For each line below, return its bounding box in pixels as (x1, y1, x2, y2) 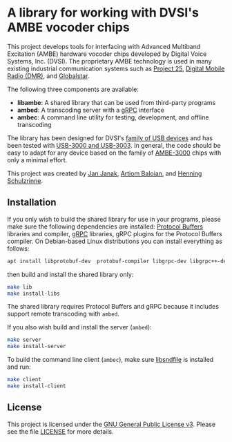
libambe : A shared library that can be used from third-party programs (17, 98, 216, 106)
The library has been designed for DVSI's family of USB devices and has (7, 133, 213, 142)
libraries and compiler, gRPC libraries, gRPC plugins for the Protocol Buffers (7, 229, 222, 238)
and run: (7, 363, 31, 371)
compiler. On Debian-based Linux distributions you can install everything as (7, 237, 223, 245)
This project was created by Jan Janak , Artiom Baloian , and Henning (7, 169, 202, 177)
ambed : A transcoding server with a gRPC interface (17, 106, 164, 114)
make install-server (7, 343, 67, 350)
